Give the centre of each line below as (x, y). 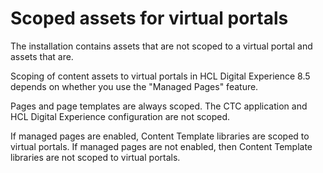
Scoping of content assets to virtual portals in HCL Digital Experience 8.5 (160, 76)
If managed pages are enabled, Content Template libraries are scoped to (160, 136)
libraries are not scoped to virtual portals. (95, 157)
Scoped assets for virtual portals (149, 18)
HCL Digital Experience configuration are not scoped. (120, 116)
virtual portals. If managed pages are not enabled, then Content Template (161, 146)
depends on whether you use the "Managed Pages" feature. (134, 86)
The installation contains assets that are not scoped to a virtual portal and (161, 46)
